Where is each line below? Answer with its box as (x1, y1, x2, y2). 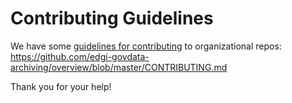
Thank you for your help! (10, 80, 112, 92)
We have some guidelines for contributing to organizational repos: (10, 40, 282, 52)
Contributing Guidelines (10, 7, 214, 30)
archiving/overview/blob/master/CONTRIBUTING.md (10, 61, 228, 73)
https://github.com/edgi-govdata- (10, 50, 150, 62)
